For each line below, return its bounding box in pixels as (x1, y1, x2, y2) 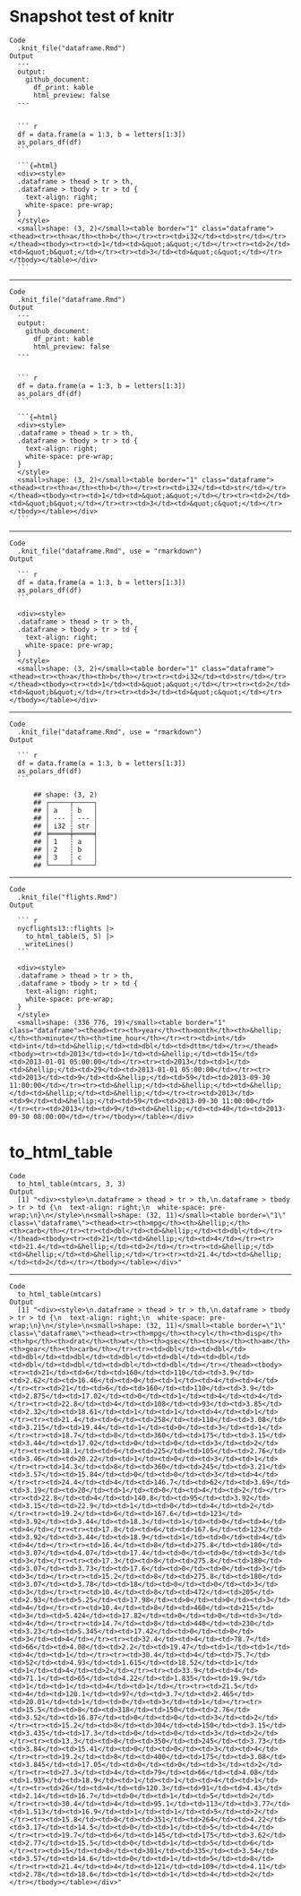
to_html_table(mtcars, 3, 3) (17, 1179, 126, 1188)
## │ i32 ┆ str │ (32, 822, 99, 831)
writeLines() (25, 939, 74, 949)
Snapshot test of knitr (9, 6, 175, 27)
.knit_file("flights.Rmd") (17, 892, 118, 901)
